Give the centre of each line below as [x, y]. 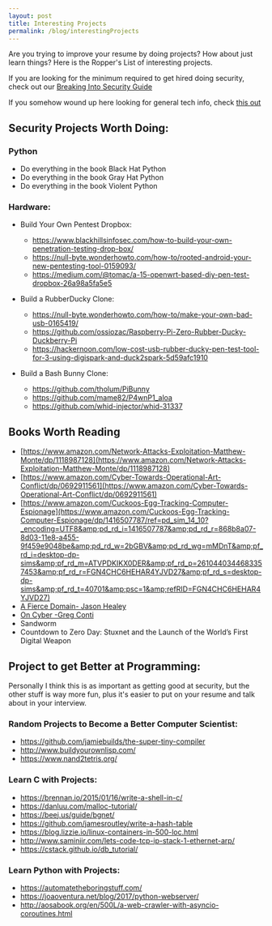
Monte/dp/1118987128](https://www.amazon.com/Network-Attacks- [133, 460]
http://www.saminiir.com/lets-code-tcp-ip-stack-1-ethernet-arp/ [127, 840]
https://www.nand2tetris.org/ [68, 759]
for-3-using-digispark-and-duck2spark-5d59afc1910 [120, 358]
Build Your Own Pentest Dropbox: [76, 224]
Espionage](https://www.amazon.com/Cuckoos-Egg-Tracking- [125, 512]
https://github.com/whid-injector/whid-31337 [108, 407]
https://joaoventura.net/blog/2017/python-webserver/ [110, 896]
